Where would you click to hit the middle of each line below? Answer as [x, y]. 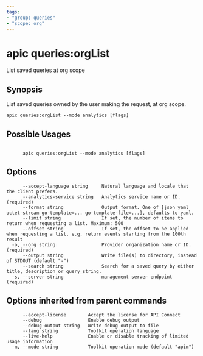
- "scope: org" [26, 23]
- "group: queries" [31, 18]
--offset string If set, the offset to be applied [105, 229]
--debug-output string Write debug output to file [91, 326]
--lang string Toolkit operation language [91, 331]
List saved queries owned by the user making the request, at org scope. [96, 104]
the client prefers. [33, 191]
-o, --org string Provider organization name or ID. [101, 244]
